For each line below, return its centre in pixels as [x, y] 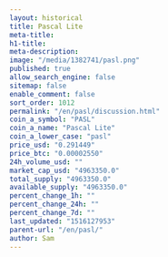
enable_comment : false [52, 94]
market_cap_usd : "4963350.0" [64, 170]
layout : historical [46, 18]
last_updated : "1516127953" [63, 221]
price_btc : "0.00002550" [56, 153]
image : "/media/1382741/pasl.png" [75, 60]
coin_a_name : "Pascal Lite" [63, 128]
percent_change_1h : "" [52, 196]
